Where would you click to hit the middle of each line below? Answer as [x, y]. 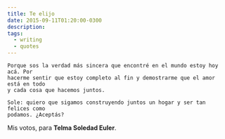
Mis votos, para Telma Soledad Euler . [62, 128]
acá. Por [20, 72]
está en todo [26, 84]
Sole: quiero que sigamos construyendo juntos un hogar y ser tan [107, 102]
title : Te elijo [31, 14]
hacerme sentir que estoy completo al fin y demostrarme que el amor [111, 78]
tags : [15, 33]
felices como [26, 109]
